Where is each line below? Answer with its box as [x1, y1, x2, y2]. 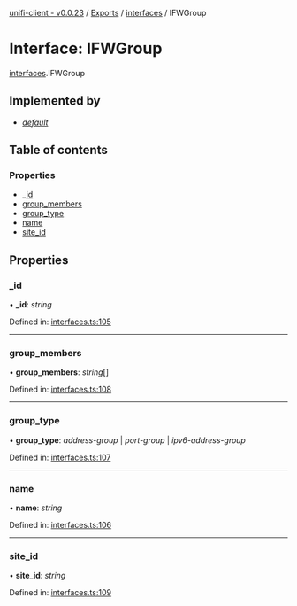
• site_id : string [9, 571, 66, 581]
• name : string [9, 502, 63, 513]
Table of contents [9, 143, 108, 158]
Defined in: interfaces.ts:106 [9, 520, 112, 531]
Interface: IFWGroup [9, 39, 163, 58]
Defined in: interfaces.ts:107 [9, 452, 111, 462]
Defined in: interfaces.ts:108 [9, 385, 112, 395]
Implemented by [9, 93, 101, 109]
